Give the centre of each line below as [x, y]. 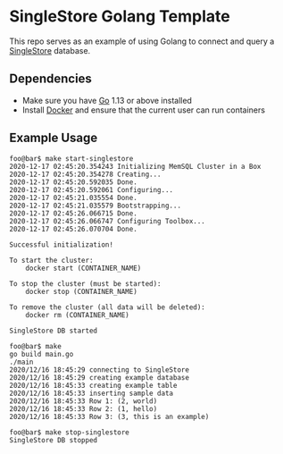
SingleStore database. [50, 50]
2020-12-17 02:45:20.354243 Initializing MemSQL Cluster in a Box [135, 166]
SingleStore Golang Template [120, 17]
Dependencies [50, 79]
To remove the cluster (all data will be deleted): [107, 307]
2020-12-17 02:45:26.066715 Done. [74, 213]
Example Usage [54, 138]
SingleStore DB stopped [54, 440]
